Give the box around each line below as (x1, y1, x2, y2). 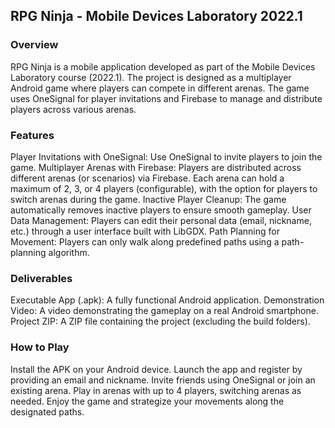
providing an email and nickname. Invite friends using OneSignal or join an (10, 374, 316, 386)
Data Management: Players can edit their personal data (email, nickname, (10, 214, 312, 226)
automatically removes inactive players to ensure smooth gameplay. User (10, 204, 312, 216)
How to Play (10, 340, 70, 354)
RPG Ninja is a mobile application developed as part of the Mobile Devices (10, 60, 316, 73)
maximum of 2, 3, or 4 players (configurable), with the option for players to (10, 182, 318, 194)
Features (10, 128, 55, 142)
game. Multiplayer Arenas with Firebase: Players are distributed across (10, 161, 302, 173)
